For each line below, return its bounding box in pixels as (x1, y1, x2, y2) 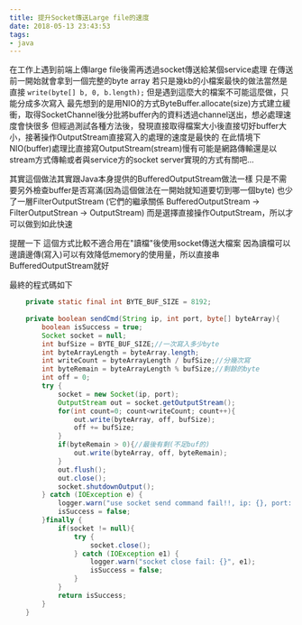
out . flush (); (57, 465, 106, 474)
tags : (9, 30, 30, 39)
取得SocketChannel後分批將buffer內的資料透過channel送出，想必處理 (24, 109, 284, 120)
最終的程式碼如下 (9, 280, 73, 290)
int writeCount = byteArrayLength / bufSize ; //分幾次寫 (41, 356, 251, 365)
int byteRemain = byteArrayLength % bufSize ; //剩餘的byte (41, 364, 260, 374)
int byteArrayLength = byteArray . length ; (41, 348, 200, 357)
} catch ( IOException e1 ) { (73, 549, 179, 558)
